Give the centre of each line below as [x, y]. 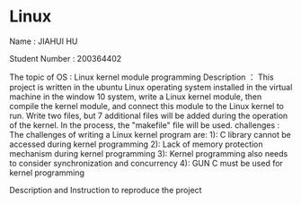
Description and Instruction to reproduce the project [106, 190]
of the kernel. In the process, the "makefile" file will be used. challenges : [145, 125]
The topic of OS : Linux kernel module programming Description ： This [142, 77]
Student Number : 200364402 [66, 58]
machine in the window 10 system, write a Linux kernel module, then [136, 97]
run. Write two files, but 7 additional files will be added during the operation [149, 115]
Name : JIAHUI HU [44, 41]
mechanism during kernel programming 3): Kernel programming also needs [149, 153]
